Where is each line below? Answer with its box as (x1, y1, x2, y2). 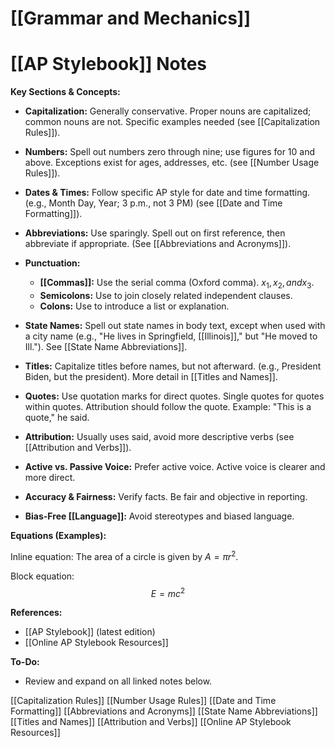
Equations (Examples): (10, 529, 107, 541)
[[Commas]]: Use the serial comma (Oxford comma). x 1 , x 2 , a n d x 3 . (39, 277, 315, 291)
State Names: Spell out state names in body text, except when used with (24, 319, 326, 331)
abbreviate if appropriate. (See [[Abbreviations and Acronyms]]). (24, 238, 292, 250)
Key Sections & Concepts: (10, 86, 121, 98)
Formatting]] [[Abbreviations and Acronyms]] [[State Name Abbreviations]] (10, 705, 318, 717)
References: (10, 607, 63, 619)
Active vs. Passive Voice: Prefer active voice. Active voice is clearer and (24, 460, 326, 472)
